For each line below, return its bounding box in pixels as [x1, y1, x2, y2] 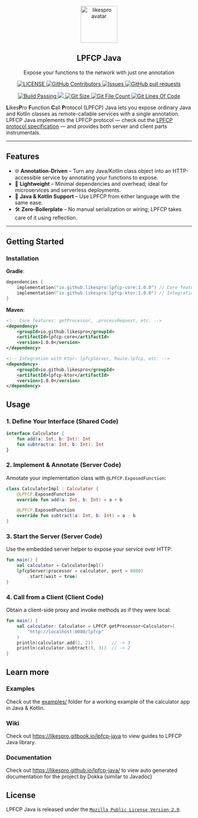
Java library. [6, 739, 37, 746]
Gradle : [6, 268, 25, 275]
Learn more [6, 667, 49, 677]
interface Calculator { [6, 431, 65, 436]
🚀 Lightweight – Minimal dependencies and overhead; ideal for [14, 180, 168, 187]
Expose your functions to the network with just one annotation [23, 68, 175, 76]
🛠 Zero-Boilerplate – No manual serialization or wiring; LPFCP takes [14, 205, 181, 212]
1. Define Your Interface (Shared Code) [6, 417, 119, 425]
